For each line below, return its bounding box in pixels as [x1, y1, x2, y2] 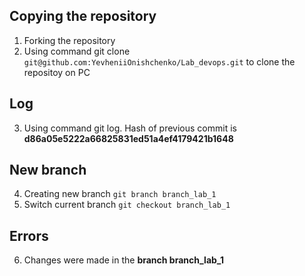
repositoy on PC [23, 66, 91, 78]
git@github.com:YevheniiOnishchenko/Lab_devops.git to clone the [23, 55, 296, 68]
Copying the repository [9, 8, 157, 25]
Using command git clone [23, 45, 131, 57]
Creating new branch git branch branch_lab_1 [23, 188, 217, 200]
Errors [9, 227, 49, 244]
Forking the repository [23, 34, 116, 46]
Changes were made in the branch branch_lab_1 [23, 254, 225, 266]
